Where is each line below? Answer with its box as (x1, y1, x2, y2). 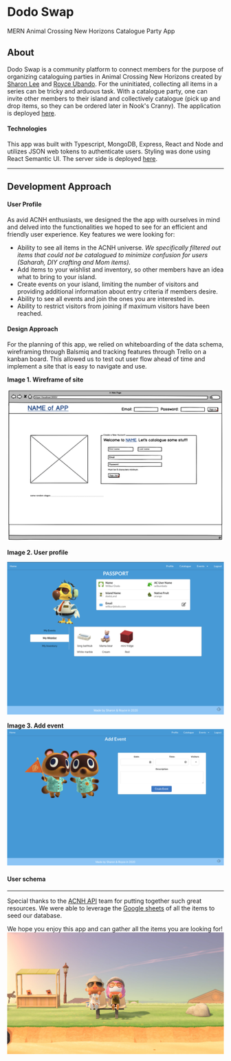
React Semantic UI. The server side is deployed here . (7, 154, 158, 162)
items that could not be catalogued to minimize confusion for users (16, 250, 208, 259)
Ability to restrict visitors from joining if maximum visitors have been (16, 302, 210, 310)
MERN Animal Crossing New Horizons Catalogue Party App (7, 27, 175, 35)
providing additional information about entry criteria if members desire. (16, 287, 218, 296)
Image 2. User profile (7, 548, 69, 556)
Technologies (7, 124, 47, 133)
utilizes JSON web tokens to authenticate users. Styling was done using (7, 147, 211, 155)
